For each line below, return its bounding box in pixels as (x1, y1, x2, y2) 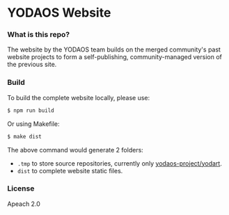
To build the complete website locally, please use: (7, 93, 150, 102)
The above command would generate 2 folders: (7, 145, 144, 154)
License (7, 184, 35, 193)
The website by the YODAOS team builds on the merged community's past (7, 45, 221, 54)
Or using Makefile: (7, 120, 60, 128)
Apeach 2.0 (7, 200, 40, 208)
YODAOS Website (7, 5, 111, 21)
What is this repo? (7, 30, 70, 40)
